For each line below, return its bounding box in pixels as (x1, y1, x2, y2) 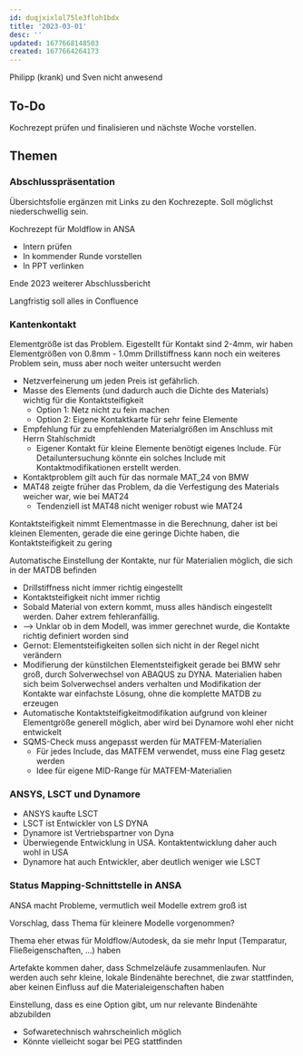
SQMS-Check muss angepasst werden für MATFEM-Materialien (22, 736, 262, 747)
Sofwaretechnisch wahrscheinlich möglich (22, 1026, 181, 1037)
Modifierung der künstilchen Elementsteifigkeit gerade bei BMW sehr (22, 659, 281, 670)
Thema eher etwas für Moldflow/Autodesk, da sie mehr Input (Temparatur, (9, 935, 288, 945)
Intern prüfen (22, 241, 73, 252)
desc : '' (9, 30, 43, 39)
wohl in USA (22, 847, 69, 857)
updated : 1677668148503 (9, 38, 100, 48)
